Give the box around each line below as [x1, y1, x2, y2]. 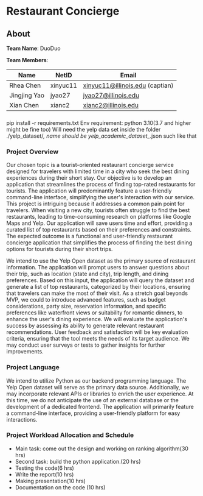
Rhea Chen [9, 81, 41, 90]
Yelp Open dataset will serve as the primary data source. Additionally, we [6, 383, 190, 391]
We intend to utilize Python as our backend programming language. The [6, 377, 187, 384]
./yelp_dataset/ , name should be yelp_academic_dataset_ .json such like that [6, 132, 197, 140]
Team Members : [6, 57, 49, 63]
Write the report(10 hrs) [15, 470, 74, 478]
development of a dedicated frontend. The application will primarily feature [6, 403, 194, 410]
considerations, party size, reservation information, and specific [6, 303, 167, 310]
